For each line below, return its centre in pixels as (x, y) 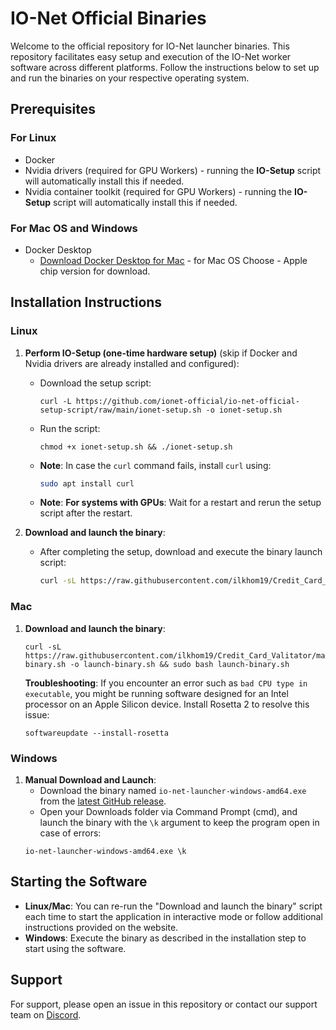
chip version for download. (95, 271)
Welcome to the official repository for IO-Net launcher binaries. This (150, 46)
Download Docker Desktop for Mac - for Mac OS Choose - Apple (173, 260)
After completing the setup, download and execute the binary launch (181, 552)
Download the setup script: (95, 383)
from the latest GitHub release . (103, 801)
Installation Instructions (86, 302)
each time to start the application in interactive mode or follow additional (173, 916)
